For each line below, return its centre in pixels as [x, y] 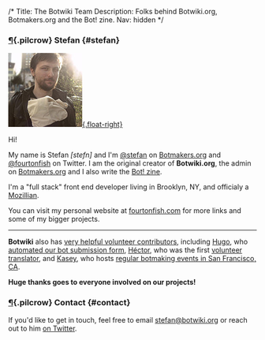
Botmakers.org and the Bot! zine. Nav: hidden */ [86, 20]
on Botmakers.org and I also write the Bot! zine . [85, 172]
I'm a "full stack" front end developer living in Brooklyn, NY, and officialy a [129, 187]
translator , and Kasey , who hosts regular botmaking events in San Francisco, [132, 259]
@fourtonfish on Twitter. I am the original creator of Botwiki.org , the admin [130, 163]
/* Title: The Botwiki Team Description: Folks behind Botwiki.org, [113, 11]
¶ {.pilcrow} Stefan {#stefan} [64, 40]
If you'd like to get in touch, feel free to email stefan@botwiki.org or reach [128, 319]
